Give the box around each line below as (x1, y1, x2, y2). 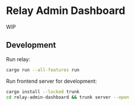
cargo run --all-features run (6, 67, 80, 73)
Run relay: (6, 55, 30, 62)
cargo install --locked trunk (6, 89, 80, 94)
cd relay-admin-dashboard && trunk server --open (6, 94, 130, 100)
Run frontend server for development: (6, 77, 98, 84)
